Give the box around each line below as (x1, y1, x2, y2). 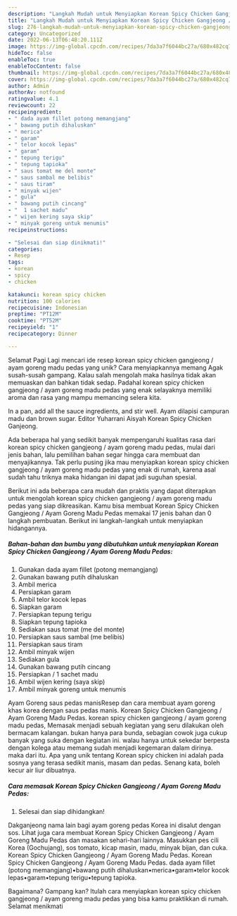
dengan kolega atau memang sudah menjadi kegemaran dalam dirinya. (8, 744, 213, 752)
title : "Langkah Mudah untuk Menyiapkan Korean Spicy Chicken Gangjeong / (8, 17, 232, 24)
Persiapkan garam (18, 587, 71, 596)
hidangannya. (8, 524, 48, 532)
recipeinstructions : (8, 226, 69, 233)
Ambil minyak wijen (18, 647, 75, 655)
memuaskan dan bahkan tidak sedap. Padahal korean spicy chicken (8, 378, 205, 387)
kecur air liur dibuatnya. (8, 765, 77, 774)
